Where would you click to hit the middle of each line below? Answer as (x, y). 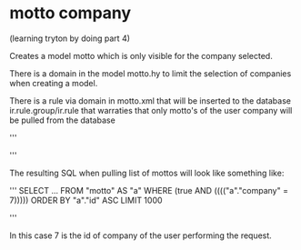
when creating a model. (54, 83)
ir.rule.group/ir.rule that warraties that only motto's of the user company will (151, 110)
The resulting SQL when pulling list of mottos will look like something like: (147, 173)
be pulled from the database (62, 120)
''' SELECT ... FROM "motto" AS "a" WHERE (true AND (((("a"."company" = (149, 190)
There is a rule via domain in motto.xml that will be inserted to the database (150, 100)
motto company (70, 13)
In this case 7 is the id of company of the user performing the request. (141, 235)
